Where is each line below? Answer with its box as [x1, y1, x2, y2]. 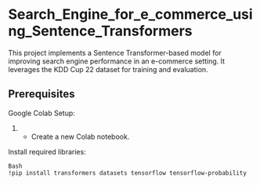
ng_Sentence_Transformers [8, 22, 193, 40]
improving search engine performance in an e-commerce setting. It [8, 56, 226, 66]
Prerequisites [8, 88, 75, 101]
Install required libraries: [8, 147, 86, 156]
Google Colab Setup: [8, 108, 76, 118]
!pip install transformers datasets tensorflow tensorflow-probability [8, 169, 247, 177]
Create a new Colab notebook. [31, 132, 130, 141]
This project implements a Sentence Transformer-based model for [8, 48, 222, 57]
